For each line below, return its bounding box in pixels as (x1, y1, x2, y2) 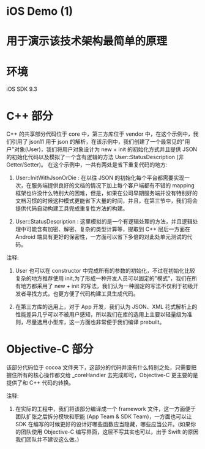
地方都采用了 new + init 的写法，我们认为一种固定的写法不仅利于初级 (20, 283, 194, 290)
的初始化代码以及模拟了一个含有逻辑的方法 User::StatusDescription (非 (6, 154, 184, 161)
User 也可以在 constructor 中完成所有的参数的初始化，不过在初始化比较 (15, 267, 196, 275)
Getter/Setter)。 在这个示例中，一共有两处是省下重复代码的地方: (6, 161, 168, 168)
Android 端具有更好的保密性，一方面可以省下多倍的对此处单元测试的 (15, 233, 187, 241)
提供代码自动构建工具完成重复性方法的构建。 (15, 205, 129, 213)
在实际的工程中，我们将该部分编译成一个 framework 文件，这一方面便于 (15, 405, 196, 413)
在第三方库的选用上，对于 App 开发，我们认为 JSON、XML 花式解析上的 (15, 303, 198, 311)
